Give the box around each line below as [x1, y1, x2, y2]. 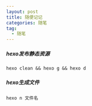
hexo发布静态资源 [6, 50, 50, 57]
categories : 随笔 [6, 20, 47, 26]
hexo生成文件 [6, 79, 40, 86]
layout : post [6, 8, 39, 15]
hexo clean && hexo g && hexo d [6, 66, 86, 71]
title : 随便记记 [6, 14, 43, 20]
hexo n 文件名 [6, 95, 39, 101]
